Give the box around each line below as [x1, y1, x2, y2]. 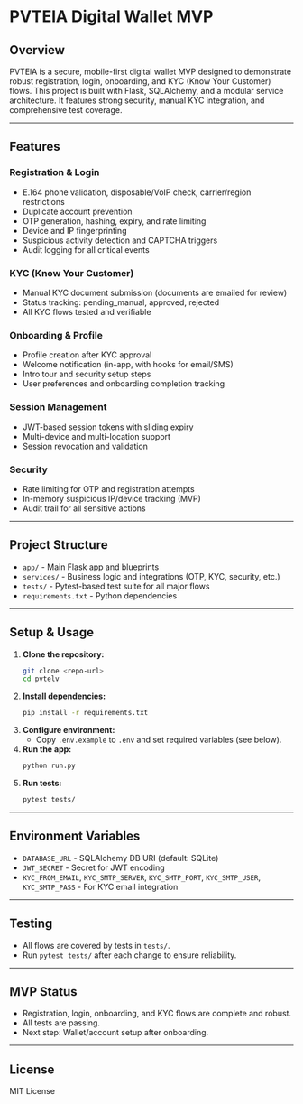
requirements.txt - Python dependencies [22, 589, 178, 601]
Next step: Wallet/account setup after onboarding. [22, 1027, 209, 1038]
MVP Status [9, 984, 78, 999]
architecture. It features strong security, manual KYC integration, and [9, 95, 265, 106]
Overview [9, 42, 66, 58]
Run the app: [22, 744, 72, 755]
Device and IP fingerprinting [22, 225, 127, 236]
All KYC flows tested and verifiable [22, 306, 151, 317]
